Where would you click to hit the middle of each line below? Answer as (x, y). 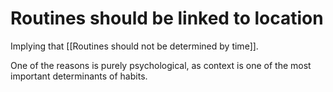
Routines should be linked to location (167, 18)
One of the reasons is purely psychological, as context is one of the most (161, 65)
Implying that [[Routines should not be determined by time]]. (134, 46)
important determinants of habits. (79, 76)
